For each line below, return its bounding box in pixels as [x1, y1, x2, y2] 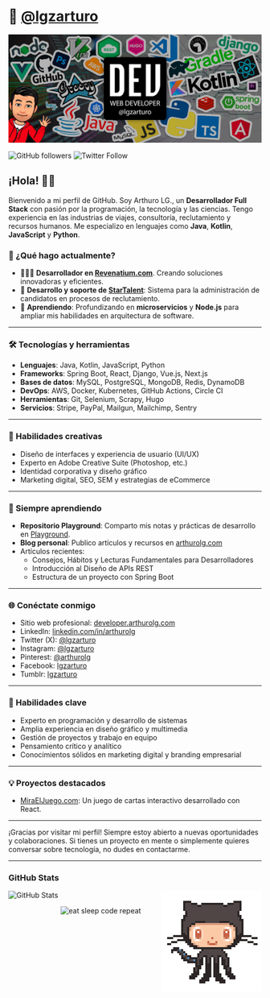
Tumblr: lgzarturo [19, 669, 78, 679]
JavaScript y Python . [8, 230, 80, 239]
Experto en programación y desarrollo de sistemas [19, 715, 187, 725]
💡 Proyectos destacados [8, 777, 106, 789]
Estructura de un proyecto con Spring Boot [31, 572, 174, 582]
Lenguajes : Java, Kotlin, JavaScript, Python [19, 360, 166, 370]
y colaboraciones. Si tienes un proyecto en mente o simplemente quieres [8, 835, 250, 845]
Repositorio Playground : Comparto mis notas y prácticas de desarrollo [19, 521, 256, 531]
